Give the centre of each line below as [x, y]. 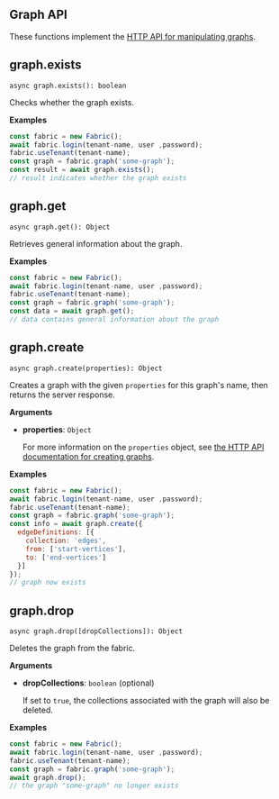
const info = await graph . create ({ [76, 524]
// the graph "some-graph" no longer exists [94, 786]
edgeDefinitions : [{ [56, 532]
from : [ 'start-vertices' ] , [76, 549]
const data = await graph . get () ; [72, 311]
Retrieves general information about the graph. [96, 243]
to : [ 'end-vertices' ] [66, 558]
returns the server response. [62, 395]
